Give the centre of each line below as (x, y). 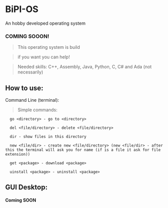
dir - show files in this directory (48, 137)
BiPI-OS (22, 9)
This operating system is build (49, 47)
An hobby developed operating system (46, 23)
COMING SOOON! (27, 36)
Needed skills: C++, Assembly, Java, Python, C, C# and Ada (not (85, 67)
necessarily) (30, 72)
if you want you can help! (44, 57)
